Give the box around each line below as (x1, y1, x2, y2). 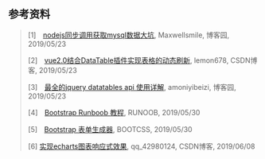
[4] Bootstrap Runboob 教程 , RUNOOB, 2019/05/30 (27, 107, 201, 117)
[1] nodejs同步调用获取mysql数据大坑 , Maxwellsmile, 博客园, (27, 30, 230, 40)
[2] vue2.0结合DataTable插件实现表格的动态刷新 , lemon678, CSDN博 (27, 55, 258, 65)
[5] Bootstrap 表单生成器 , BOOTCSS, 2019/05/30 (27, 124, 193, 134)
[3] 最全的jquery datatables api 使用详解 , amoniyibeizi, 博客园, (27, 82, 236, 91)
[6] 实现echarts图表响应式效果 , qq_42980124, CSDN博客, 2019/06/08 (27, 142, 255, 151)
